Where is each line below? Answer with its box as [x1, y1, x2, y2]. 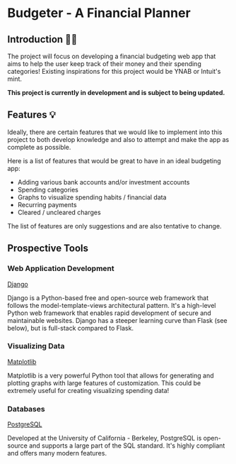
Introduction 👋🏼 [7, 33, 78, 45]
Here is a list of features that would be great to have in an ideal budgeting [7, 156, 221, 165]
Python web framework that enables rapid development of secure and [7, 309, 212, 317]
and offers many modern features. [7, 449, 107, 458]
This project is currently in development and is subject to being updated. [7, 89, 225, 96]
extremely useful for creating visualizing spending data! [7, 386, 170, 394]
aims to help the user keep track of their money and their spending [7, 60, 201, 68]
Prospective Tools [7, 243, 89, 255]
